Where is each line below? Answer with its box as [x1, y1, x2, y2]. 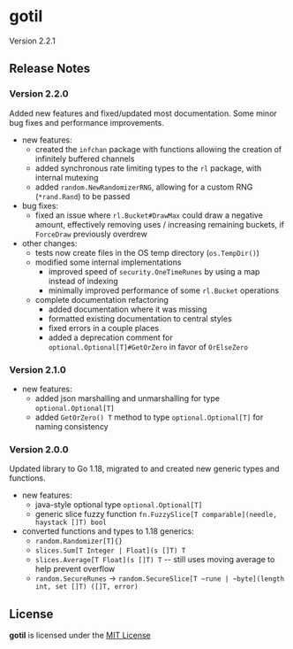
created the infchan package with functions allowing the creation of [34, 143, 282, 154]
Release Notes [9, 61, 91, 76]
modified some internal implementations [34, 257, 182, 267]
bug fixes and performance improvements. [9, 117, 165, 127]
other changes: [21, 237, 78, 249]
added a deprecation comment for [48, 332, 174, 343]
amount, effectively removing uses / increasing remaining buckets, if [34, 219, 285, 229]
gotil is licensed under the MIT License [9, 630, 152, 641]
